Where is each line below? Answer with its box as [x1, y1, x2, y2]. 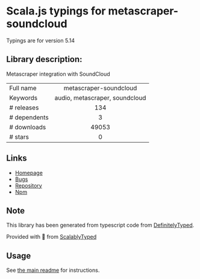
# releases [9, 103, 39, 112]
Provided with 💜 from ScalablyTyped [6, 233, 97, 241]
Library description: [6, 54, 83, 64]
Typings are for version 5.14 [6, 37, 75, 44]
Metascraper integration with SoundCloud [6, 70, 110, 78]
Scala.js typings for [6, 4, 106, 18]
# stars [9, 132, 29, 141]
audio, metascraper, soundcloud [54, 93, 146, 102]
